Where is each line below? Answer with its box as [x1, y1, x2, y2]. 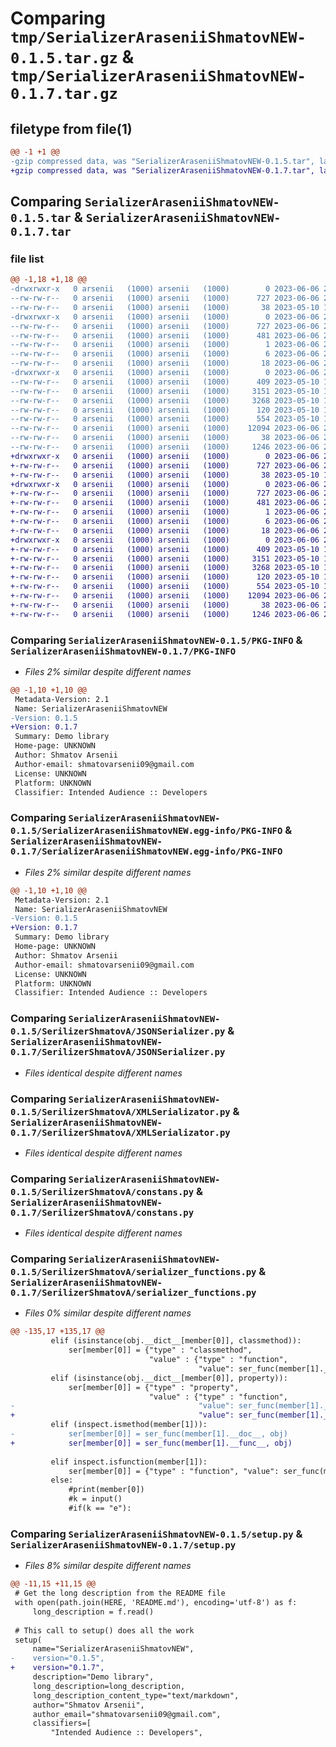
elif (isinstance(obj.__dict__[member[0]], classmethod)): [50, 1336, 302, 1346]
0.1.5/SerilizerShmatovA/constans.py [10, 1186, 195, 1197]
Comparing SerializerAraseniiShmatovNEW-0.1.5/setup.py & [10, 1527, 303, 1541]
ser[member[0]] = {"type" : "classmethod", [68, 1345, 253, 1356]
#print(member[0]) [68, 1485, 145, 1495]
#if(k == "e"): [68, 1503, 132, 1514]
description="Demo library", [32, 1672, 155, 1682]
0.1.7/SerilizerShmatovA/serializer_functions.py [10, 1287, 257, 1299]
